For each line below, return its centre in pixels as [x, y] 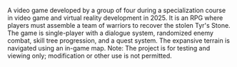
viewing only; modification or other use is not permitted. [90, 56]
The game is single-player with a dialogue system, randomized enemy [111, 33]
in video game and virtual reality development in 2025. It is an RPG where [115, 18]
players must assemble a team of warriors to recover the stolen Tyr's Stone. [119, 25]
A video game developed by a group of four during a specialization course [117, 10]
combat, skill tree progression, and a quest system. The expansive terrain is [119, 41]
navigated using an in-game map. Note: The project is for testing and [109, 48]
